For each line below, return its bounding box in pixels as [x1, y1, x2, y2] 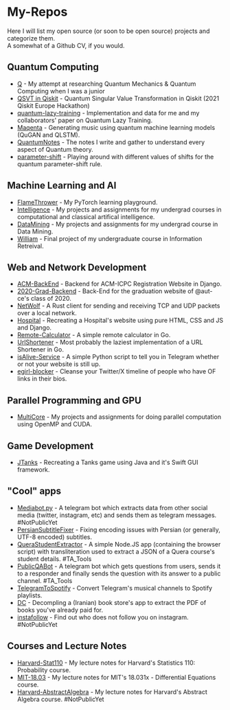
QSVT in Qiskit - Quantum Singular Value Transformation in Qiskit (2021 [16, 94, 220, 102]
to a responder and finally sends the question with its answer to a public [16, 569, 221, 577]
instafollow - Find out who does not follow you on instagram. [16, 612, 189, 621]
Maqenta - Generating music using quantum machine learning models [16, 123, 216, 131]
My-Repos [7, 4, 68, 20]
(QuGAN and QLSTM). [16, 130, 80, 139]
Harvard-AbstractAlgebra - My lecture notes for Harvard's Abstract [16, 687, 208, 696]
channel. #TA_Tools [16, 576, 73, 584]
